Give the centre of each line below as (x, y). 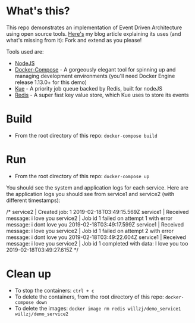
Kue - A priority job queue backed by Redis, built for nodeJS (89, 88)
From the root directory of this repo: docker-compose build (86, 135)
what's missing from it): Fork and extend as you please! (74, 40)
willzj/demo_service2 (41, 314)
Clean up (29, 274)
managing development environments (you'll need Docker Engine (95, 76)
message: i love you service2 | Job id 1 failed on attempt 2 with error (90, 231)
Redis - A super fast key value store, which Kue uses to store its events (102, 95)
